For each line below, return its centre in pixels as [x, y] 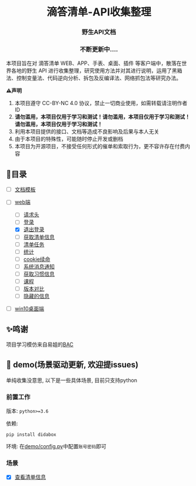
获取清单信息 [39, 237]
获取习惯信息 [39, 274]
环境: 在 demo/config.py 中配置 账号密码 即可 [57, 446]
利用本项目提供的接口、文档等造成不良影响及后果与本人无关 [87, 132]
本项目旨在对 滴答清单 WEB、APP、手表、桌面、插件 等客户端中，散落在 [94, 63]
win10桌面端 [29, 309]
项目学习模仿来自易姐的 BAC [40, 344]
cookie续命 [37, 259]
